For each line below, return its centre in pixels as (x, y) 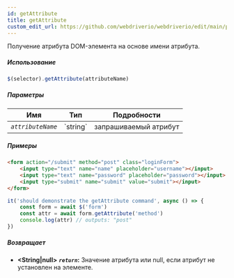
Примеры (22, 145)
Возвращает (26, 242)
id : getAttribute (32, 14)
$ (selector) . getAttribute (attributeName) (68, 79)
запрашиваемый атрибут (136, 127)
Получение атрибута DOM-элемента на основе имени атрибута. (104, 47)
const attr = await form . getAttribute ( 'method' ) (92, 214)
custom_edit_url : (32, 26)
